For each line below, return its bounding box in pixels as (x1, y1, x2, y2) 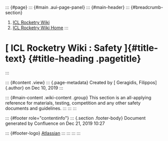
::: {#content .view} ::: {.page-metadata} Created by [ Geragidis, (5, 79, 138, 85)
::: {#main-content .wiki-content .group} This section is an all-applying (5, 94, 151, 100)
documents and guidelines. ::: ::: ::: (5, 105, 77, 111)
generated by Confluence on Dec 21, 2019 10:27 (5, 120, 105, 126)
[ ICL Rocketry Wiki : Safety (5, 42, 123, 54)
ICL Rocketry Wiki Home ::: (12, 25, 69, 31)
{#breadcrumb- (131, 5, 163, 10)
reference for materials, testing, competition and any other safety (5, 100, 141, 106)
